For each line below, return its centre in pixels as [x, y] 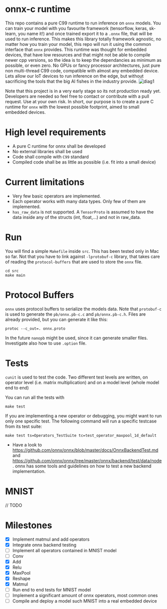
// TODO [14, 505]
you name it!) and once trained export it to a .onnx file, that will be [85, 33]
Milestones [29, 525]
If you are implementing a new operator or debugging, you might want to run [83, 415]
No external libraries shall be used [47, 151]
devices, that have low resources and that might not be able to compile [78, 55]
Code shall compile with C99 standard [50, 157]
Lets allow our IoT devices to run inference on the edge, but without [75, 76]
